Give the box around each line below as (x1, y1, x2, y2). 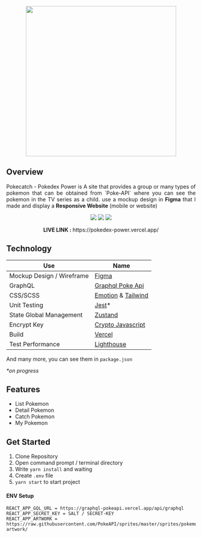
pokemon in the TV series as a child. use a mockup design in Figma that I (6, 195, 197, 203)
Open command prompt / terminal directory (14, 459, 123, 466)
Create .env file (14, 472, 54, 479)
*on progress (6, 367, 39, 374)
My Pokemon (14, 420, 48, 427)
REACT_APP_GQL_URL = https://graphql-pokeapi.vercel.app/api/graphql (6, 506, 185, 512)
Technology (6, 243, 52, 254)
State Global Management (9, 310, 83, 319)
